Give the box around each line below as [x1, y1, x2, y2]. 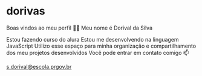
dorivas [6, 4, 45, 18]
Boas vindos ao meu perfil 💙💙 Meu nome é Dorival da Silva [6, 24, 153, 31]
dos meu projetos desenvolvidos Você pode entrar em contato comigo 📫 [6, 49, 189, 56]
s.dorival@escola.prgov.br [6, 63, 72, 70]
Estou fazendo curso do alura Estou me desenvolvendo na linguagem [6, 36, 180, 43]
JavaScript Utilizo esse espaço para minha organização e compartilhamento [6, 42, 197, 49]
